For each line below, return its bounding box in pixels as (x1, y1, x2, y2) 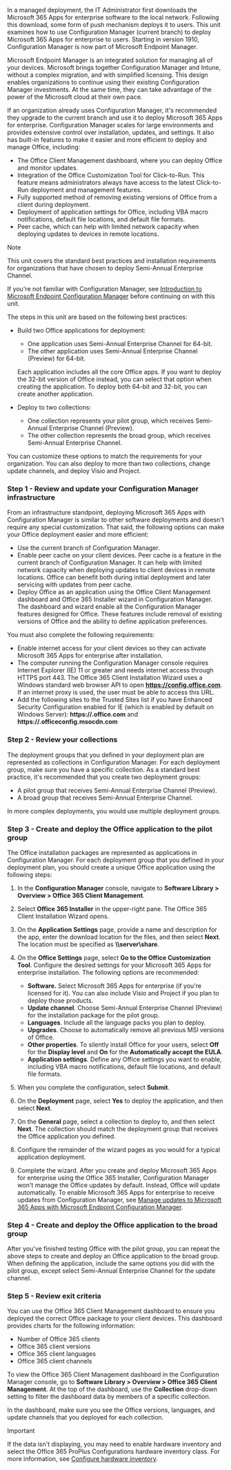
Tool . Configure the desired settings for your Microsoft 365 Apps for (17, 961, 212, 969)
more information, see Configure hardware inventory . (7, 1455, 159, 1463)
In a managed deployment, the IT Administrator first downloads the (7, 6, 198, 14)
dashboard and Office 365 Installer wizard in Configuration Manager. (17, 595, 213, 604)
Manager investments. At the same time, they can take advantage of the (7, 86, 212, 93)
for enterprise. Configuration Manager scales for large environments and (7, 121, 214, 129)
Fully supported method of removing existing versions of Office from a (17, 193, 217, 201)
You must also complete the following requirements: (7, 631, 155, 639)
